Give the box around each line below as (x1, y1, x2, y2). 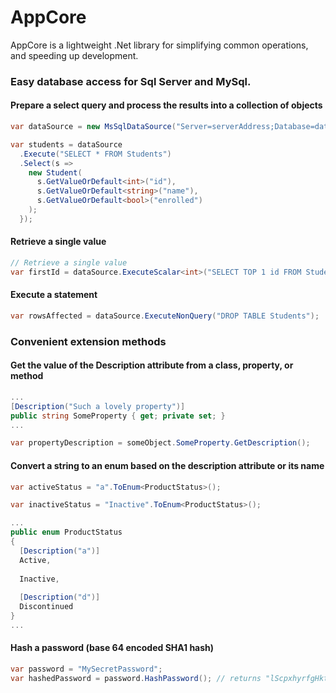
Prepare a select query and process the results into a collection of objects (10, 99, 323, 111)
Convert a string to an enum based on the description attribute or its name (10, 459, 325, 471)
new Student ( (28, 167, 83, 178)
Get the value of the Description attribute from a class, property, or (10, 359, 294, 371)
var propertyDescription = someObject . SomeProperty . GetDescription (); (10, 438, 311, 448)
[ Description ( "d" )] (19, 592, 101, 603)
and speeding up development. (10, 49, 139, 61)
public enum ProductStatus (10, 527, 123, 538)
